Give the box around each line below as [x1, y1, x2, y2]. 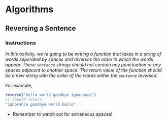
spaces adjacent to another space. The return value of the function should [5, 67, 162, 73]
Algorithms [5, 4, 54, 15]
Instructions [5, 39, 37, 46]
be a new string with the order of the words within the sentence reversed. [5, 72, 158, 79]
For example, [5, 82, 33, 88]
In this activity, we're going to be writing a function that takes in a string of [5, 51, 161, 57]
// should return [5, 97, 42, 102]
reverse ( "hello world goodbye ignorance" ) [5, 92, 96, 97]
